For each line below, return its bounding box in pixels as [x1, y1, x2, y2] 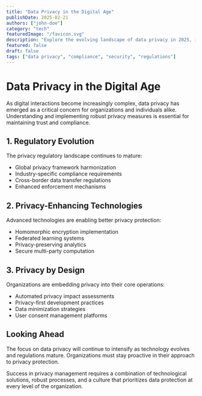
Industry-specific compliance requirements [14, 170, 122, 178]
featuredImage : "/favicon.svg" [6, 31, 85, 37]
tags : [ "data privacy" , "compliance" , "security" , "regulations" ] [6, 54, 176, 60]
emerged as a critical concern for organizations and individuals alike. [6, 106, 177, 113]
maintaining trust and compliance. [6, 119, 91, 126]
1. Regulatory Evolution [6, 136, 94, 146]
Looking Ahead [6, 329, 64, 339]
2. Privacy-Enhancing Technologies [6, 200, 143, 211]
